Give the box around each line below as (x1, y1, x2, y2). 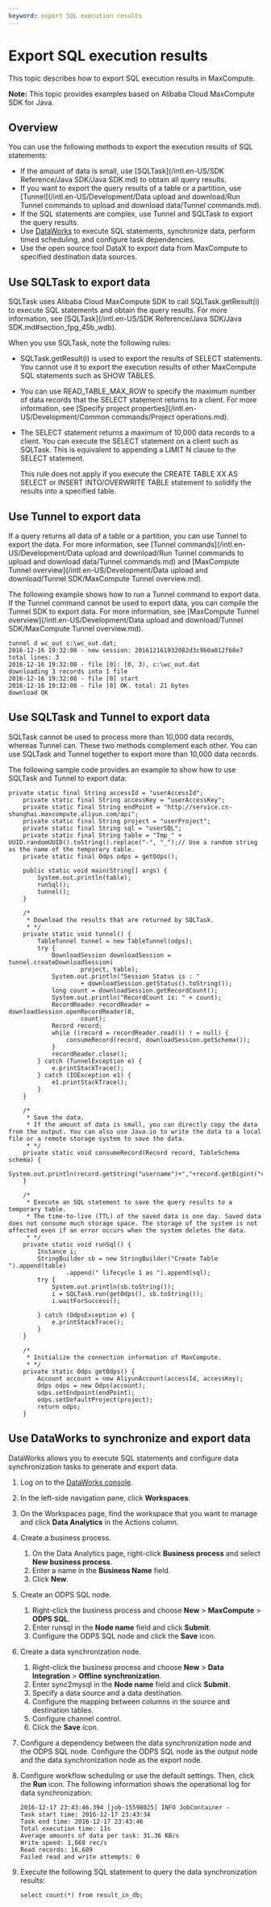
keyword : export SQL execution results (8, 11, 143, 20)
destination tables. (31, 1705, 94, 1714)
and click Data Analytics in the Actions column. (19, 1517, 179, 1526)
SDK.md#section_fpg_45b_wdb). (8, 323, 117, 332)
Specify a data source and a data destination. (31, 1688, 183, 1697)
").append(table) (8, 1261, 67, 1270)
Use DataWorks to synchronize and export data (8, 1432, 252, 1446)
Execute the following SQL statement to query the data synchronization (19, 1867, 257, 1876)
